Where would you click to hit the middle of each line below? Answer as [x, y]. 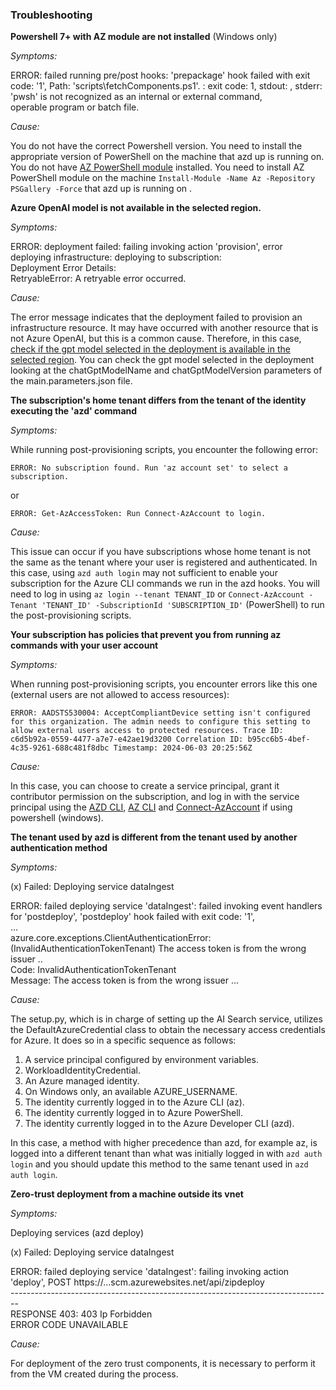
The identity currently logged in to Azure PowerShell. [134, 1113]
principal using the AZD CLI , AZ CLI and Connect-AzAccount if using [151, 807]
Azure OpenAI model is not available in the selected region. [136, 208]
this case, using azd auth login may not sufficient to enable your [144, 573]
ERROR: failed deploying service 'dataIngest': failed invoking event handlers [166, 906]
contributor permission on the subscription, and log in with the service [155, 797]
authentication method [59, 848]
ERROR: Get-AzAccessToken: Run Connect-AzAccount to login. [138, 514]
